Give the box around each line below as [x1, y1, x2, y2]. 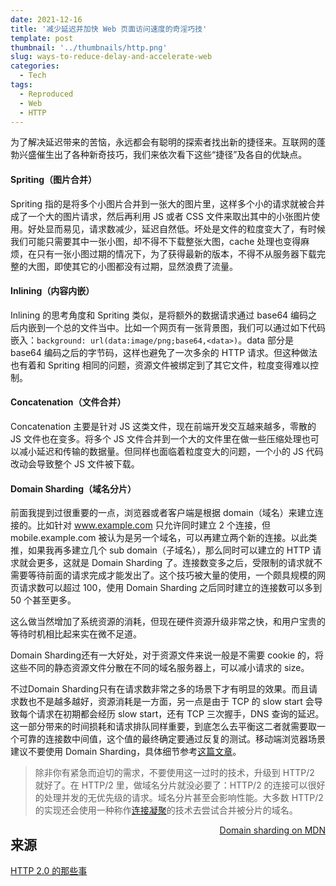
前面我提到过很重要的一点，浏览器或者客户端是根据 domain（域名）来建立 [10, 507, 315, 519]
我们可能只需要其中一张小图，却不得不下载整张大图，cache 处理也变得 [10, 235, 302, 247]
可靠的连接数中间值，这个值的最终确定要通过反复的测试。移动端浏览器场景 [18, 733, 326, 745]
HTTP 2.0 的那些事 [10, 865, 88, 876]
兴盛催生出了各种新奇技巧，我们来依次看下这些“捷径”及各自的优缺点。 [18, 149, 308, 161]
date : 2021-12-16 [10, 14, 83, 25]
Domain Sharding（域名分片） [10, 482, 137, 495]
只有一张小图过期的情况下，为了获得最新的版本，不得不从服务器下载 [36, 247, 317, 260]
